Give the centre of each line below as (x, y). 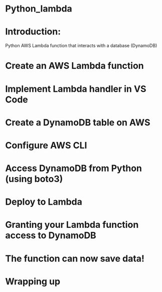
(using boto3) (34, 179)
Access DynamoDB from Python (73, 168)
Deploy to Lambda (44, 202)
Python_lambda (39, 9)
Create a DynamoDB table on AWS (78, 122)
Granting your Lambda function (72, 225)
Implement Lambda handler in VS (76, 89)
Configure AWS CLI (46, 145)
